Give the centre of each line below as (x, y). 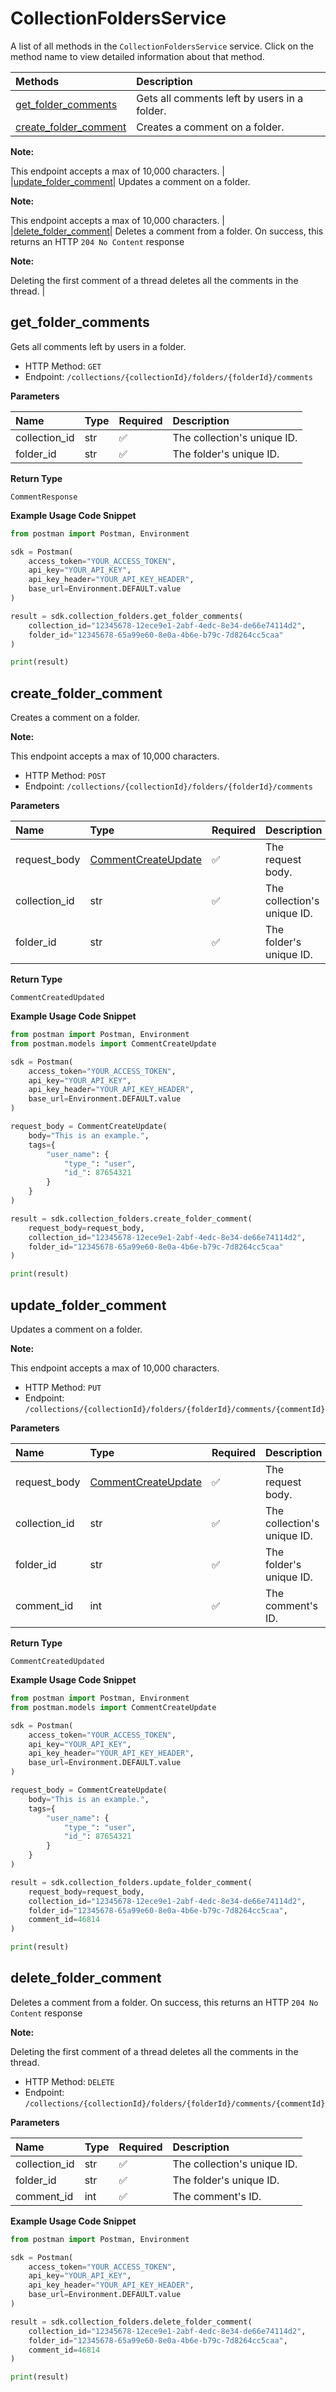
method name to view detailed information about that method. (137, 56)
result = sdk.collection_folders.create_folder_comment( (131, 1218)
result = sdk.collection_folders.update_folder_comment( (131, 1882)
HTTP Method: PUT (63, 1387)
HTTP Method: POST (65, 776)
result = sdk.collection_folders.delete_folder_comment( (131, 2322)
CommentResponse (44, 497)
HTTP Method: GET (63, 366)
